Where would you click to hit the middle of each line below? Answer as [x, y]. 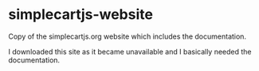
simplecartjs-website [81, 15]
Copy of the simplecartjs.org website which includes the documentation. [128, 36]
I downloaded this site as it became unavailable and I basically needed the [130, 51]
